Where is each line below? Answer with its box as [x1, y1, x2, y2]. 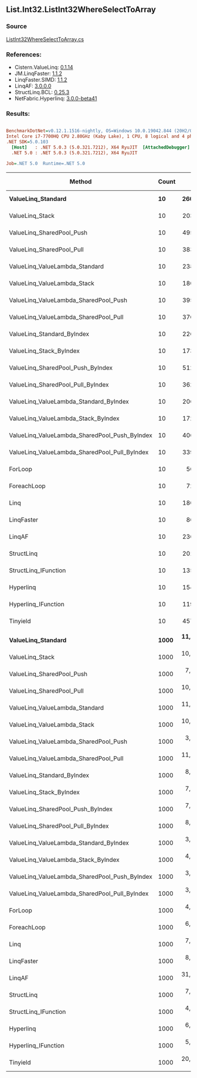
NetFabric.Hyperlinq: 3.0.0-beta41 [14, 95, 97, 102]
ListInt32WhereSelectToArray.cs [6, 35, 84, 43]
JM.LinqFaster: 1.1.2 [14, 70, 63, 77]
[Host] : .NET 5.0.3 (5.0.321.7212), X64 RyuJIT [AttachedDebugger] [11, 144, 191, 150]
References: [6, 50, 42, 58]
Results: [6, 109, 30, 117]
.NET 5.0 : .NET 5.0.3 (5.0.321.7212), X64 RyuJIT [11, 150, 138, 156]
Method [69, 177, 92, 186]
